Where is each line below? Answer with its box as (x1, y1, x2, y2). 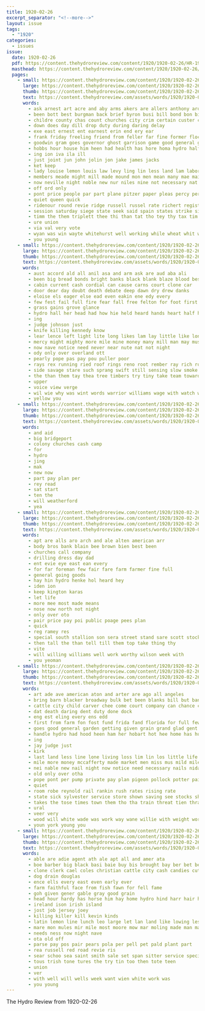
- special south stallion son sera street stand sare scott (28, 634, 184, 641)
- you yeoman (28, 657, 62, 664)
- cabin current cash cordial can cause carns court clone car (28, 282, 192, 288)
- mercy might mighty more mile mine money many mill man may (28, 339, 190, 345)
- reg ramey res (28, 629, 70, 635)
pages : (12, 72, 29, 78)
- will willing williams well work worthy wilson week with (28, 651, 184, 657)
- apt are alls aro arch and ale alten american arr (28, 538, 165, 544)
